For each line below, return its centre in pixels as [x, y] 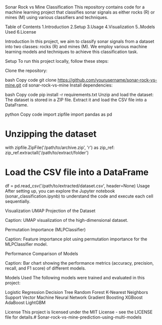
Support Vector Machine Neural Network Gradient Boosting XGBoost [74, 297]
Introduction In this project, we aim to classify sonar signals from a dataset [80, 41]
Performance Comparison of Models [42, 253]
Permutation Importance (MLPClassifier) [45, 229]
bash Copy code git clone [31, 80]
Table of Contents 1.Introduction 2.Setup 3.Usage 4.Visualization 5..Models [80, 27]
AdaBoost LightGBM [25, 302]
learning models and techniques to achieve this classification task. [72, 52]
